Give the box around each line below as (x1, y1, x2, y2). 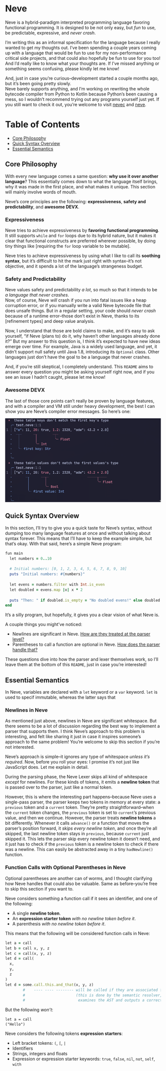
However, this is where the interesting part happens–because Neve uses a (5, 794, 157, 800)
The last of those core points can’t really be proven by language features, (5, 398, 155, 403)
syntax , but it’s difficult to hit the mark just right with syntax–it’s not (5, 258, 142, 264)
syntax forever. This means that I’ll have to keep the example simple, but (5, 535, 152, 541)
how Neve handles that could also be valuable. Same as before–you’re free (5, 881, 158, 887)
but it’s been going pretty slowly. (5, 80, 72, 87)
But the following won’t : (5, 1007, 53, 1013)
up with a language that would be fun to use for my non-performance (5, 50, 147, 56)
